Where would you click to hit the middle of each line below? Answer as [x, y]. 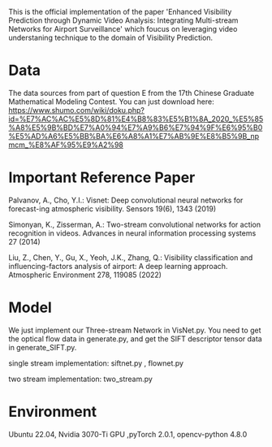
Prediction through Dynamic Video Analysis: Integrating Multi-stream [123, 20]
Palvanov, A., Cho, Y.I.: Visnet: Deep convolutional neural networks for [126, 200]
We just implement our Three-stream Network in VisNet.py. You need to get [135, 330]
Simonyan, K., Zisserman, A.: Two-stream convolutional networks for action [135, 224]
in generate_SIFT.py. [43, 347]
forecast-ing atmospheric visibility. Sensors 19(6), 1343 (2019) [112, 208]
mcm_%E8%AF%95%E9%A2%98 [66, 145]
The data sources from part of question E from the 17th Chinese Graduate [132, 93]
